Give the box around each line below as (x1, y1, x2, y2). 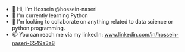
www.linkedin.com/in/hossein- (104, 31, 180, 38)
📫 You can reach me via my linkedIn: (11, 31, 103, 38)
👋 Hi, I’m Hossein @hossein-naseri (11, 6, 97, 12)
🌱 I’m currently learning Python (11, 12, 88, 19)
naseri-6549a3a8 (11, 40, 55, 47)
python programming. (11, 24, 65, 31)
